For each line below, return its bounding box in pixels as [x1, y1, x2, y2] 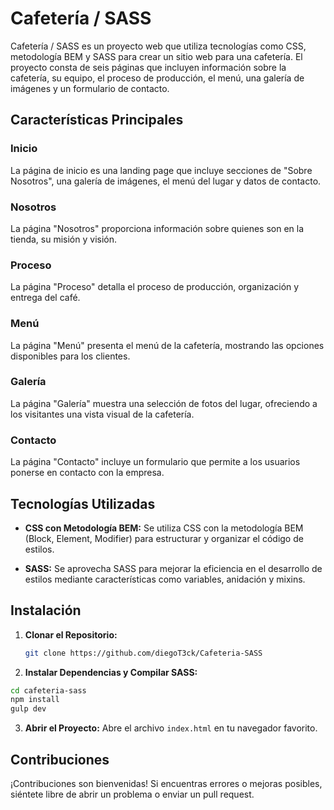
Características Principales [10, 112, 184, 129]
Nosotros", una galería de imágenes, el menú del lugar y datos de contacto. [10, 175, 322, 187]
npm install [10, 695, 60, 705]
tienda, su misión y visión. [10, 233, 117, 245]
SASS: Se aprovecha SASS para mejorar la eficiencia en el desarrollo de [24, 562, 323, 574]
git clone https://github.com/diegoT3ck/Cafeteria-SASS [24, 648, 263, 658]
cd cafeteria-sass [10, 685, 87, 696]
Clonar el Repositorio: [24, 628, 118, 641]
